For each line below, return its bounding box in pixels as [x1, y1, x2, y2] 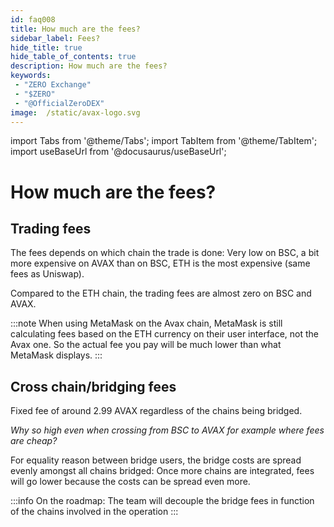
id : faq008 [10, 14, 56, 25]
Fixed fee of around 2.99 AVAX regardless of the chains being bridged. [10, 405, 303, 417]
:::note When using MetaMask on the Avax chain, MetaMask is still [10, 317, 283, 330]
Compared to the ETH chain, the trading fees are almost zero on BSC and [10, 287, 312, 300]
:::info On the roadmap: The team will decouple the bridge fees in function [10, 495, 315, 507]
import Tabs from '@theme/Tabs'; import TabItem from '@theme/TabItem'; [10, 135, 318, 147]
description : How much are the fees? [10, 61, 168, 71]
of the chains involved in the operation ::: [10, 506, 179, 518]
